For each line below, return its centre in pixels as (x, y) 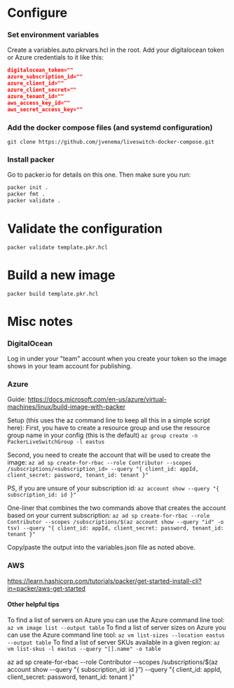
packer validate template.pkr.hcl (58, 247)
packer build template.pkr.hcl (53, 294)
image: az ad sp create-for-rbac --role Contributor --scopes (99, 462)
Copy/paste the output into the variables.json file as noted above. (102, 547)
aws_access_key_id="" (39, 103)
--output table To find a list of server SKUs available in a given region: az (114, 642)
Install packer (31, 159)
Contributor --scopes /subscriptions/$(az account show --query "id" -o (116, 522)
